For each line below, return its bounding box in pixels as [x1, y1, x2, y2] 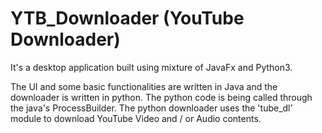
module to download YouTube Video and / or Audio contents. [10, 112, 262, 124]
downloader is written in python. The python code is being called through [10, 91, 313, 103]
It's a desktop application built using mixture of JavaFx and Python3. [10, 61, 293, 73]
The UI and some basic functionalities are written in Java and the [10, 80, 278, 92]
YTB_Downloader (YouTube [10, 7, 245, 30]
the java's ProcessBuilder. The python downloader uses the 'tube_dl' [10, 102, 293, 114]
